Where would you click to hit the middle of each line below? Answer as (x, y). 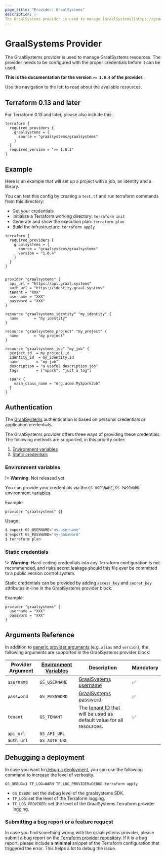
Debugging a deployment (45, 757)
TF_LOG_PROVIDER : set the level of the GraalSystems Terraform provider (83, 803)
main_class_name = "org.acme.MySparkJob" (57, 383)
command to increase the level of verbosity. (50, 775)
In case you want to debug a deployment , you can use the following (74, 769)
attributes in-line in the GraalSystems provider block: (59, 588)
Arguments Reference (40, 635)
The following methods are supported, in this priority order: (65, 439)
